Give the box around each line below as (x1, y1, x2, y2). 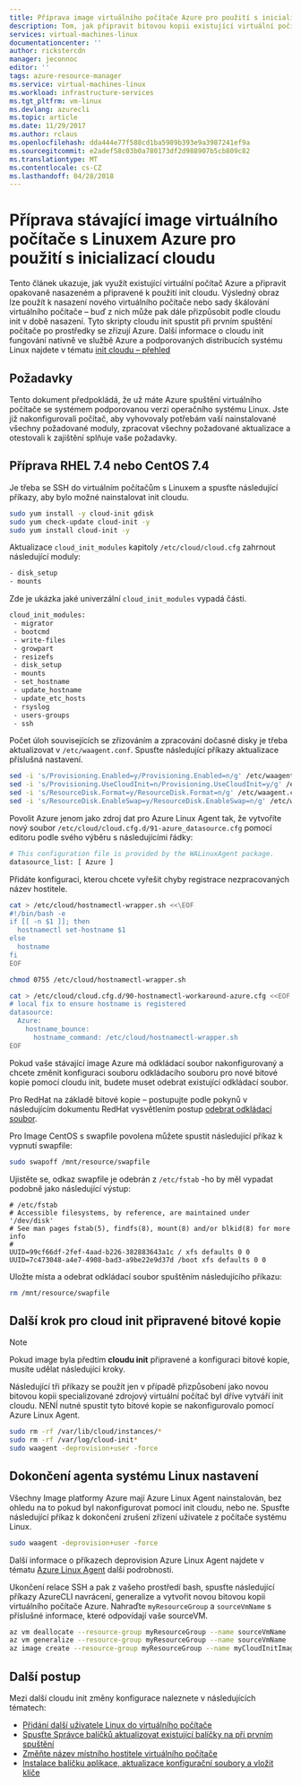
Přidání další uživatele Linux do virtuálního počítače (21, 1720, 212, 1730)
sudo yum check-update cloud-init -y (9, 517, 150, 526)
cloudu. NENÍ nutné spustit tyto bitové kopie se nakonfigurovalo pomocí (9, 1400, 275, 1411)
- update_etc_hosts (13, 694, 87, 703)
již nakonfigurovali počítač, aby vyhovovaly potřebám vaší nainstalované (9, 413, 277, 424)
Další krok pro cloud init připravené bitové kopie (9, 1313, 282, 1328)
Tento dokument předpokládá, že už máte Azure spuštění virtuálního (9, 394, 262, 404)
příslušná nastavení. (9, 754, 83, 765)
